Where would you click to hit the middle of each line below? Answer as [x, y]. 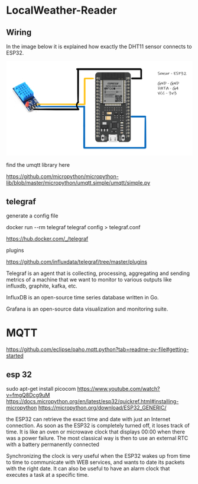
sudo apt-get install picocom [41, 389]
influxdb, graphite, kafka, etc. [42, 286]
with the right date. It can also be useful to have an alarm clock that [88, 469]
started [15, 356]
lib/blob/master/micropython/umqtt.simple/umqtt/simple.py [78, 183]
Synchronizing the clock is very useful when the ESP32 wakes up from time [98, 456]
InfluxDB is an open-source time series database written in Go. [82, 298]
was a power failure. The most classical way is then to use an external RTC [97, 438]
